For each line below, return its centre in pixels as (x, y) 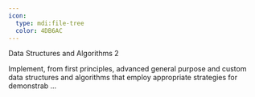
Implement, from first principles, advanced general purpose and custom (127, 69)
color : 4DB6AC (39, 30)
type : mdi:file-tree (50, 23)
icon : (17, 16)
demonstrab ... (33, 86)
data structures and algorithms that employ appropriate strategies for (123, 78)
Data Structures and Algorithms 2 (64, 54)
